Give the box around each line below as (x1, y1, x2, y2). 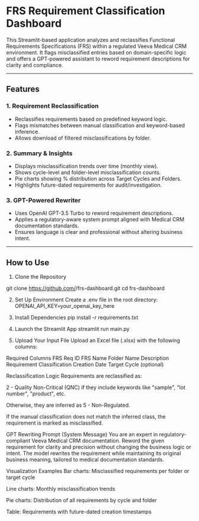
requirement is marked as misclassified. (6, 419, 104, 427)
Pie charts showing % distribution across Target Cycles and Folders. (14, 175, 182, 182)
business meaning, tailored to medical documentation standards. (6, 456, 165, 463)
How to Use (6, 258, 50, 268)
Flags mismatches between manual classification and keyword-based (14, 121, 185, 128)
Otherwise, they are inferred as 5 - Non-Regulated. (6, 401, 130, 409)
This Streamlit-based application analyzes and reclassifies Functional (6, 36, 175, 43)
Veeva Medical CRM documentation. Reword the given (31, 437, 165, 445)
